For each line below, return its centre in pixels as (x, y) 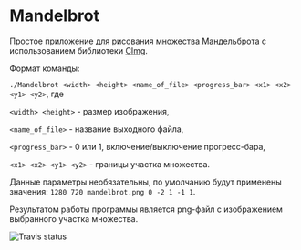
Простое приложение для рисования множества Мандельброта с (138, 41)
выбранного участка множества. (74, 218)
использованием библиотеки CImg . (79, 50)
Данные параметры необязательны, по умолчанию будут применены (146, 182)
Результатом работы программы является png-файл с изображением (146, 209)
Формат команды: (45, 68)
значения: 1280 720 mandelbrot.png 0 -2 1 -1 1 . (103, 191)
